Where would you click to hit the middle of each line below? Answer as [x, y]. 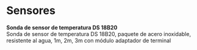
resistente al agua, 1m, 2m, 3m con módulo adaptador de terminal [89, 40]
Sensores [31, 11]
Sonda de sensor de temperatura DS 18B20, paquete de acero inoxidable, [99, 34]
